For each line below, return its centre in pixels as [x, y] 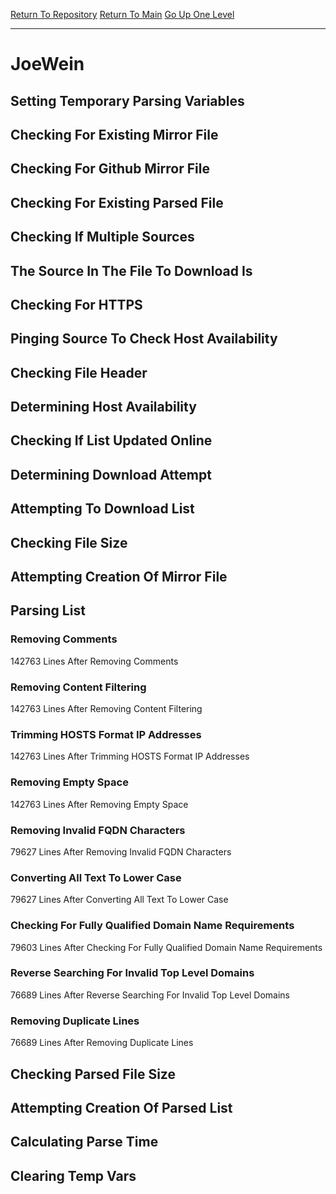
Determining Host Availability [103, 407]
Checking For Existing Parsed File [117, 202]
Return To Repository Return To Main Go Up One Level [122, 14]
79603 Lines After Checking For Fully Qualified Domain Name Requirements [166, 947]
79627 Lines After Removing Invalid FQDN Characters [121, 851]
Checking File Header [79, 372]
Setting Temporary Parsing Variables [127, 100]
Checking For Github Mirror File [110, 169]
